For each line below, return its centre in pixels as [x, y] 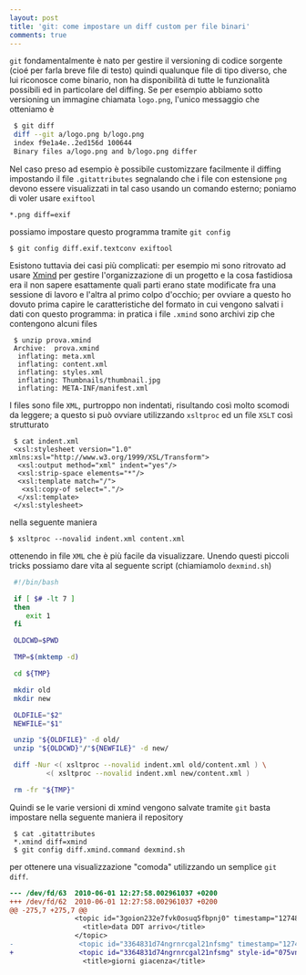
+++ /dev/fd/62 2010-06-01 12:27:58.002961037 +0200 [114, 902]
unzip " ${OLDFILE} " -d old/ [66, 740]
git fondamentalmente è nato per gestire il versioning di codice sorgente [146, 61]
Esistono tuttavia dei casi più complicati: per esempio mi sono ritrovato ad [148, 265]
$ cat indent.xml [46, 441]
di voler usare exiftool [52, 198]
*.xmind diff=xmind [51, 842]
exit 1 [38, 616]
